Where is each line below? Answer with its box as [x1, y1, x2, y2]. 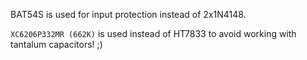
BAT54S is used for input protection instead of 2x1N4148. [10, 9, 247, 20]
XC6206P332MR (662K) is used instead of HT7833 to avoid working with [10, 28, 297, 39]
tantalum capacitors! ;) [10, 39, 103, 50]
